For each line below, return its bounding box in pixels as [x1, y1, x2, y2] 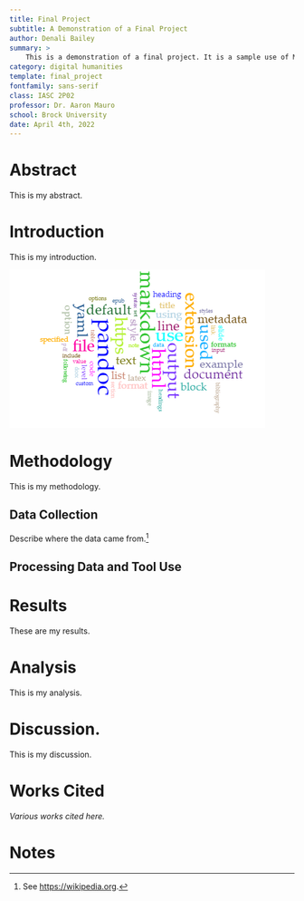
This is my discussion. [9, 749, 92, 760]
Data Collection [9, 508, 99, 523]
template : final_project [9, 73, 103, 82]
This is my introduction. [9, 252, 97, 263]
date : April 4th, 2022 [9, 120, 95, 129]
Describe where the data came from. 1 [9, 531, 149, 544]
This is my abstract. [9, 190, 83, 201]
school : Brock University [9, 110, 107, 120]
